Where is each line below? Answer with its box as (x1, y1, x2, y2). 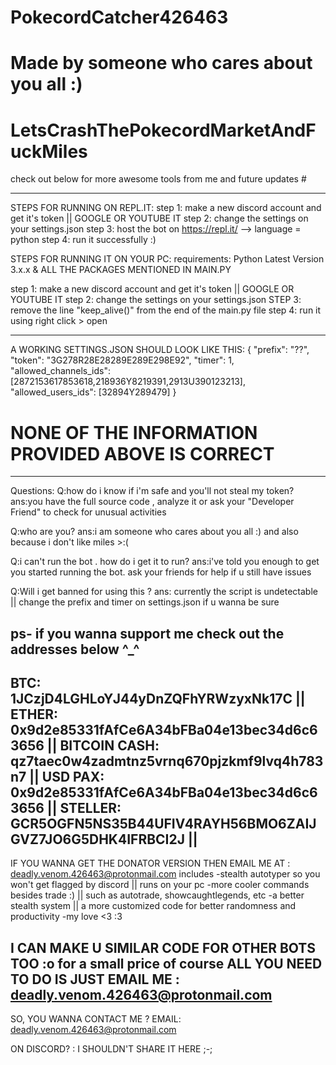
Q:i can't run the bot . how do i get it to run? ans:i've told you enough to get (10, 556, 320, 568)
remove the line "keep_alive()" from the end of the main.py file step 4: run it (10, 304, 322, 316)
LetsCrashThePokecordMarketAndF (10, 119, 317, 141)
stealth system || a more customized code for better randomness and (10, 900, 297, 912)
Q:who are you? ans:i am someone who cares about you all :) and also (10, 526, 299, 538)
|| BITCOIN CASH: (46, 737, 160, 755)
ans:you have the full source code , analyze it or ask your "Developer (10, 496, 295, 508)
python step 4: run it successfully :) (10, 234, 157, 246)
